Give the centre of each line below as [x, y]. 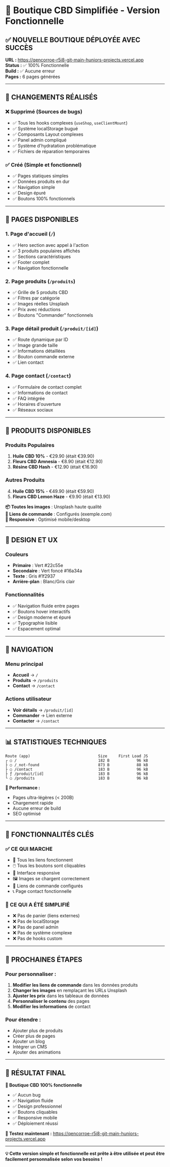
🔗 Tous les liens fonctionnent [43, 860]
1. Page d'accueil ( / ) [30, 234]
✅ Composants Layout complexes [48, 134]
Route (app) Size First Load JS [77, 756]
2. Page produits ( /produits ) [40, 281]
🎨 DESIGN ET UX [32, 540]
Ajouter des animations [37, 1052]
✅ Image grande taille [35, 345]
